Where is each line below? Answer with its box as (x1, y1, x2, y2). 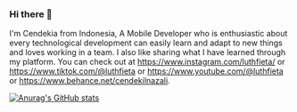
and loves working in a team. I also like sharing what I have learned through (9, 47, 286, 58)
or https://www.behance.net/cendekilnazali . (9, 76, 171, 86)
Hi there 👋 (9, 8, 54, 20)
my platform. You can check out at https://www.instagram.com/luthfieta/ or (9, 57, 285, 68)
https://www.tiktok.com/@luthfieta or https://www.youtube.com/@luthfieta (9, 66, 284, 76)
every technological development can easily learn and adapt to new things (9, 37, 283, 48)
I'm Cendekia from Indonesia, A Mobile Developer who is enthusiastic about (9, 28, 288, 39)
